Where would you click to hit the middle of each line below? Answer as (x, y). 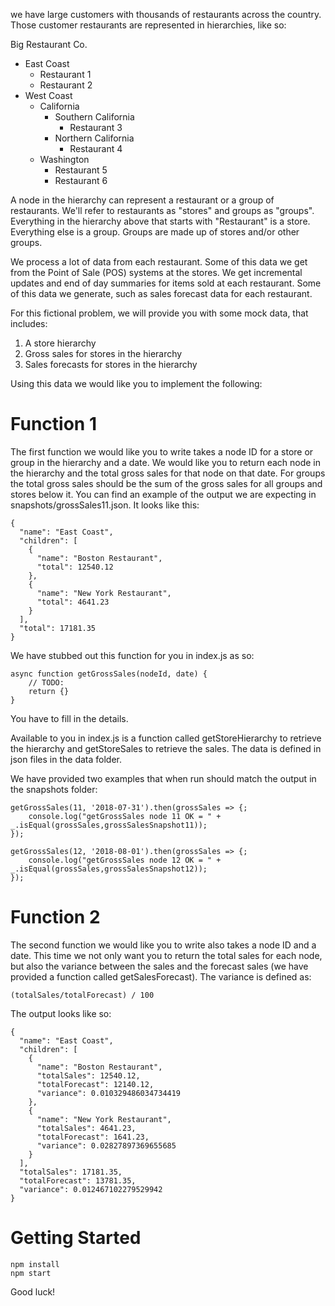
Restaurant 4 (96, 148)
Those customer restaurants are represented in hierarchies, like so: (148, 25)
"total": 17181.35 (58, 628)
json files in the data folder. (66, 759)
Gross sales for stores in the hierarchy (103, 353)
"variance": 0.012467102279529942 (91, 1189)
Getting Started (76, 1238)
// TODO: (46, 682)
